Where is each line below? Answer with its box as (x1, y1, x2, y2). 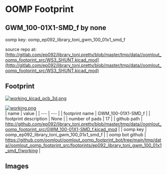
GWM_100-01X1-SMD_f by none (5, 23, 106, 32)
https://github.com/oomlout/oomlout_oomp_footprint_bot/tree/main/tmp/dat (5, 136, 161, 143)
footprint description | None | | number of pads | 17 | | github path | (5, 115, 143, 121)
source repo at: (5, 46, 36, 52)
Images (5, 162, 29, 170)
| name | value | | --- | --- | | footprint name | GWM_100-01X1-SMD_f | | (5, 110, 150, 116)
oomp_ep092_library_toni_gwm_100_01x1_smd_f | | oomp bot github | (5, 131, 146, 137)
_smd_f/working (5, 147, 38, 153)
